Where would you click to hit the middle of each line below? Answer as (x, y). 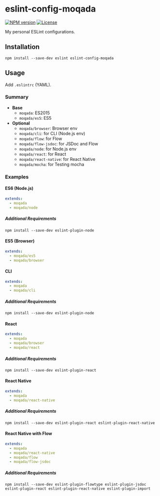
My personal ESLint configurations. (40, 31)
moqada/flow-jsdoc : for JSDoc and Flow (59, 143)
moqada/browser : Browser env (48, 128)
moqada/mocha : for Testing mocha (52, 164)
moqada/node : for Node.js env (48, 149)
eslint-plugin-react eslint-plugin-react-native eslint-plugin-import (78, 489)
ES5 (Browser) (20, 241)
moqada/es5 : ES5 (35, 118)
